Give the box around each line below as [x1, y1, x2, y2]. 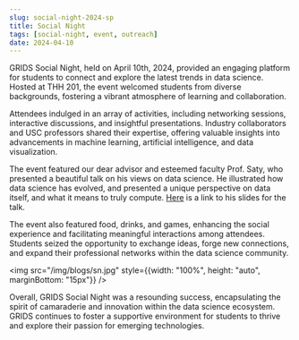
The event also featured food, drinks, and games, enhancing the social [9, 219, 270, 230]
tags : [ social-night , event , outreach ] [9, 30, 158, 38]
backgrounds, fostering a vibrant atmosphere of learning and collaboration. [9, 91, 286, 102]
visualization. [9, 147, 58, 157]
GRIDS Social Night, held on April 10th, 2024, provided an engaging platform [9, 63, 291, 73]
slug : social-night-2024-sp [9, 13, 115, 22]
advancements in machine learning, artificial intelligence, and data [9, 137, 254, 148]
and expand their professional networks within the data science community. [9, 248, 289, 259]
